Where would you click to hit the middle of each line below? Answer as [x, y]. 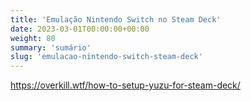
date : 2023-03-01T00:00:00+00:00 [80, 29]
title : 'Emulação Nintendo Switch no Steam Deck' [116, 19]
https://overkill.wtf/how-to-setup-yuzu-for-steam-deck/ [125, 85]
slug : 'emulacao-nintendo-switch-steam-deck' [106, 57]
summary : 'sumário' [51, 47]
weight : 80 [33, 38]
